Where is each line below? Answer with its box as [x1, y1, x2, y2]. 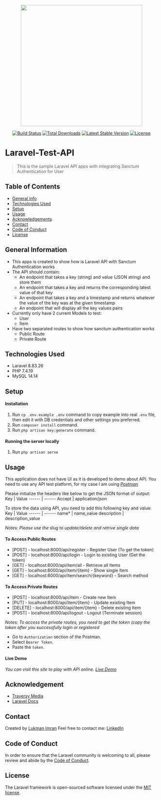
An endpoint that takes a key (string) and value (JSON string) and [19, 274, 150, 280]
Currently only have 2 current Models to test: [12, 310, 102, 316]
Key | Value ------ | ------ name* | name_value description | [5, 510, 124, 516]
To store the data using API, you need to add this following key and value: [5, 505, 152, 511]
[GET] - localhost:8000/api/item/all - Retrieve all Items [12, 562, 121, 568]
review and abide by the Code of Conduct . [5, 758, 90, 764]
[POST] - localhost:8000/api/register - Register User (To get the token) [12, 547, 154, 553]
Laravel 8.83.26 [12, 363, 44, 369]
